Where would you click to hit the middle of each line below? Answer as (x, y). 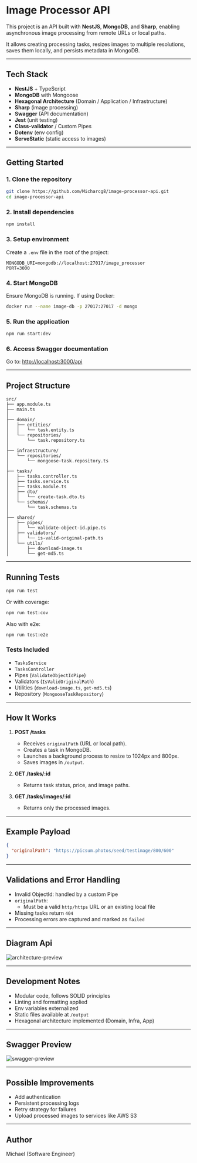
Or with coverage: (28, 602)
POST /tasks (30, 732)
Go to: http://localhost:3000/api (44, 362)
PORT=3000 (18, 268)
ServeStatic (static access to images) (60, 138)
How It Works (31, 718)
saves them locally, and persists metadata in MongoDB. (73, 50)
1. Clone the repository (39, 179)
